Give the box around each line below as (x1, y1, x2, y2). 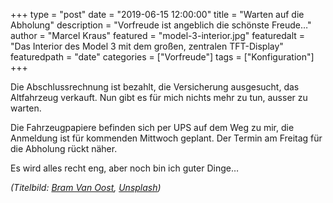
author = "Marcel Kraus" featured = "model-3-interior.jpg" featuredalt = (10, 30, 306, 41)
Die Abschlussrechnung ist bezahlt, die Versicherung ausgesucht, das (10, 81, 300, 93)
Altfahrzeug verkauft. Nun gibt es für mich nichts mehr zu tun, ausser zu (10, 92, 308, 103)
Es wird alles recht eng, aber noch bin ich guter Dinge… (10, 162, 240, 174)
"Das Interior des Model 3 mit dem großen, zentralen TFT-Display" (10, 40, 284, 52)
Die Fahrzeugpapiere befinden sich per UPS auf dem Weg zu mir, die (10, 122, 295, 133)
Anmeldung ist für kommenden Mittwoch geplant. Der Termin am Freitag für (10, 132, 323, 144)
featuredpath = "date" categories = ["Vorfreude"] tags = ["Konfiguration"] (10, 51, 315, 63)
